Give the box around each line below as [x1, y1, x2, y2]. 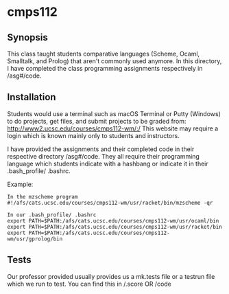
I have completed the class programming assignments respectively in [7, 65, 203, 72]
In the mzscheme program [7, 193, 78, 200]
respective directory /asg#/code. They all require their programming [7, 152, 200, 160]
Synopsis [7, 32, 48, 43]
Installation [7, 91, 56, 103]
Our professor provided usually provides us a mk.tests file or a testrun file [7, 272, 215, 280]
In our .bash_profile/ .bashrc [7, 211, 97, 218]
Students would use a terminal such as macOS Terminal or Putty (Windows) [7, 109, 221, 117]
